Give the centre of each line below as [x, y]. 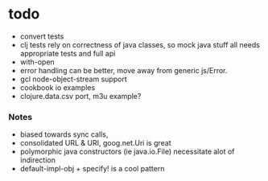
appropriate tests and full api [68, 53]
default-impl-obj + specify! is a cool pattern [92, 169]
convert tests [42, 36]
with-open [37, 62]
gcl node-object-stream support [73, 79]
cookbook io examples [58, 87]
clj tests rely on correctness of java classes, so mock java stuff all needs [140, 44]
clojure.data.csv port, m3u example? [80, 96]
